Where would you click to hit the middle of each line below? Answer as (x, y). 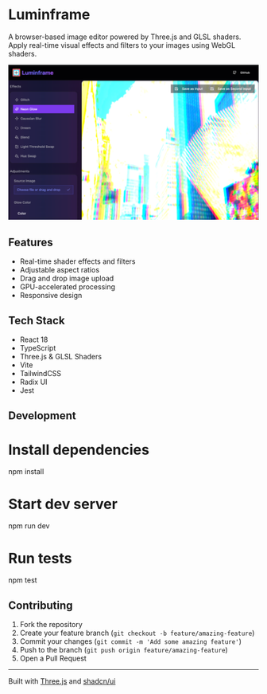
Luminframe (49, 15)
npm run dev (29, 526)
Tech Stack (37, 320)
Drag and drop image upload (67, 278)
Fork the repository (51, 625)
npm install (26, 472)
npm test (23, 580)
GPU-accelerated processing (68, 287)
